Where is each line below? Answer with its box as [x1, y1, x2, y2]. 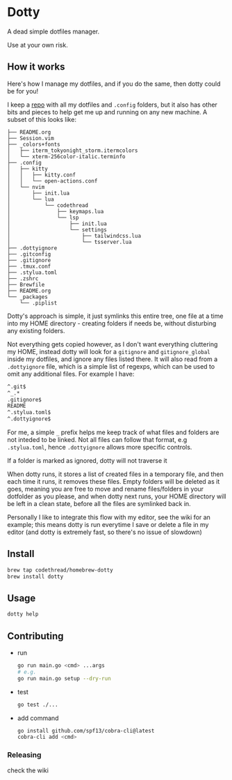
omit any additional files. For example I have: [7, 369, 135, 378]
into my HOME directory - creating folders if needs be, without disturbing [7, 319, 217, 328]
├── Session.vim [7, 135, 54, 142]
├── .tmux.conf [7, 263, 51, 270]
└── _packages [7, 293, 49, 300]
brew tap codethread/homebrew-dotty [7, 566, 113, 574]
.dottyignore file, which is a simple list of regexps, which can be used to [7, 362, 215, 370]
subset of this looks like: [7, 115, 76, 123]
